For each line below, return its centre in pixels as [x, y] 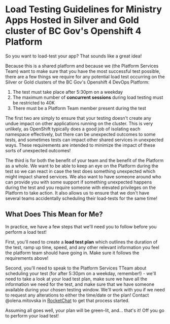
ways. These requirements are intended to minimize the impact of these [80, 145]
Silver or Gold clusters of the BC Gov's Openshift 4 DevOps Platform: [77, 82]
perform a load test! [26, 232]
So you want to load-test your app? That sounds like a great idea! [74, 56]
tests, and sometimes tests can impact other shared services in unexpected [84, 140]
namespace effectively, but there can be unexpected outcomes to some [80, 134]
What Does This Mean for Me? [54, 214]
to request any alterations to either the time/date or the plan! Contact [77, 295]
